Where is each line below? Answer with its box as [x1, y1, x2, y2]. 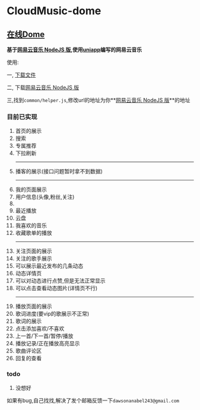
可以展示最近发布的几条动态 [15, 262, 84, 269]
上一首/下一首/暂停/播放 [15, 332, 74, 339]
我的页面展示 [15, 186, 47, 193]
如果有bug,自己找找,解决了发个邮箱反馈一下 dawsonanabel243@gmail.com [7, 396, 180, 404]
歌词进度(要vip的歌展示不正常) [15, 310, 90, 317]
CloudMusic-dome [7, 4, 101, 18]
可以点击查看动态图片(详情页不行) [15, 285, 98, 292]
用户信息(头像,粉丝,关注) [15, 193, 75, 201]
